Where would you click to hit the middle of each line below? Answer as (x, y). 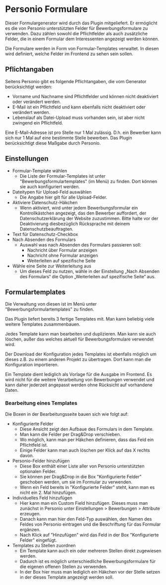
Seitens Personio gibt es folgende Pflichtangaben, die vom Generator (76, 81)
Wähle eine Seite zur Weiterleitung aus (52, 266)
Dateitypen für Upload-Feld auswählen (52, 192)
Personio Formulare (47, 9)
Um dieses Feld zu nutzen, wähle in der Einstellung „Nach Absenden (90, 271)
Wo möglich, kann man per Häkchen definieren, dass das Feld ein (86, 440)
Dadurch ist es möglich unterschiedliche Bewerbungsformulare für (88, 561)
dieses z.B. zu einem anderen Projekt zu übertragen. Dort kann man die (78, 359)
